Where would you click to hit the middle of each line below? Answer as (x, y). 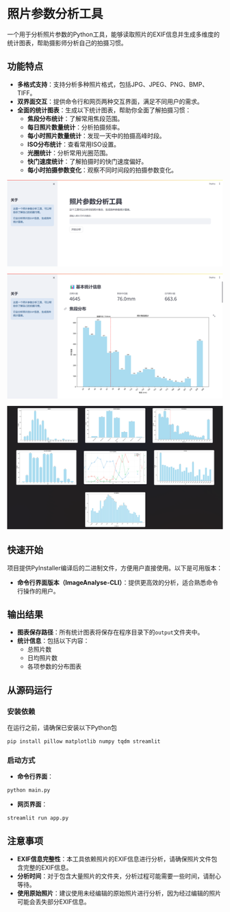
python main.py (29, 790)
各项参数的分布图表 (54, 667)
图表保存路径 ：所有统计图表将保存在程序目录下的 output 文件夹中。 (110, 632)
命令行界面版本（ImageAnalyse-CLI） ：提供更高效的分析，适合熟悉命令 (117, 582)
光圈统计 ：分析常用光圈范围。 (69, 153)
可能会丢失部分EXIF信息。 (53, 902)
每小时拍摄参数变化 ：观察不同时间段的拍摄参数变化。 (102, 170)
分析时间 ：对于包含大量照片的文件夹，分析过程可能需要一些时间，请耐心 (119, 876)
